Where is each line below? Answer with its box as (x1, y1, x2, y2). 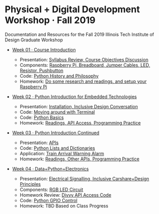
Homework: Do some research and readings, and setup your (19, 78, 147, 84)
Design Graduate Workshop (5, 37, 63, 43)
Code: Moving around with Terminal (19, 109, 95, 115)
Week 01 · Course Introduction (12, 46, 76, 53)
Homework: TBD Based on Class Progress (19, 203, 109, 209)
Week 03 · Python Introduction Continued (12, 129, 100, 136)
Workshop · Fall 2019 (5, 14, 96, 26)
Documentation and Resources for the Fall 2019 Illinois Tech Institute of (5, 31, 154, 37)
